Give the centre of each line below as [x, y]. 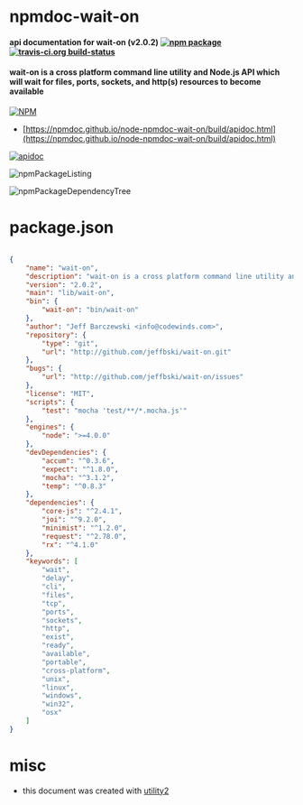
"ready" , [58, 646]
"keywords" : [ [52, 561]
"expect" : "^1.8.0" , [80, 469]
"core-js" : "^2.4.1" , [83, 512]
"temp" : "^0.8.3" [74, 486]
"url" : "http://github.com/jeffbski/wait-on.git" [137, 352]
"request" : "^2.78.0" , [84, 536]
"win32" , [58, 704]
